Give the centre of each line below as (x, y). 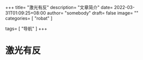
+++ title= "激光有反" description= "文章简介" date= (59, 7)
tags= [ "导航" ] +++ (26, 28)
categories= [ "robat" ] (29, 18)
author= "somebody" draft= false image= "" (93, 13)
